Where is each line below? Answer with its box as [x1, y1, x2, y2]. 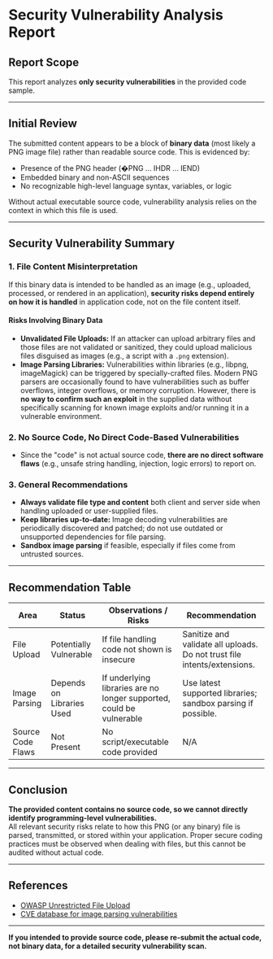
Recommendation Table [8, 580, 132, 595]
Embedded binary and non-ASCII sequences [19, 172, 170, 182]
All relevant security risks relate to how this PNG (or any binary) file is [8, 822, 241, 831]
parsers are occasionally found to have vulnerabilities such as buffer [19, 377, 249, 386]
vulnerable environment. [19, 411, 102, 421]
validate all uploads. [182, 639, 258, 650]
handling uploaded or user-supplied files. [19, 506, 158, 516]
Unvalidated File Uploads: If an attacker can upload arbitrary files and [19, 333, 256, 343]
